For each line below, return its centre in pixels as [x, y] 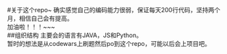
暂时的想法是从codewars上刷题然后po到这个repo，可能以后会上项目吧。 [109, 44]
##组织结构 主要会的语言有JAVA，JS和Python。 [75, 35]
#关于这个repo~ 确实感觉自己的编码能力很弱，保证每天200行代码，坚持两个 [114, 10]
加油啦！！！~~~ [31, 27]
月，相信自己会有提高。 [40, 18]
